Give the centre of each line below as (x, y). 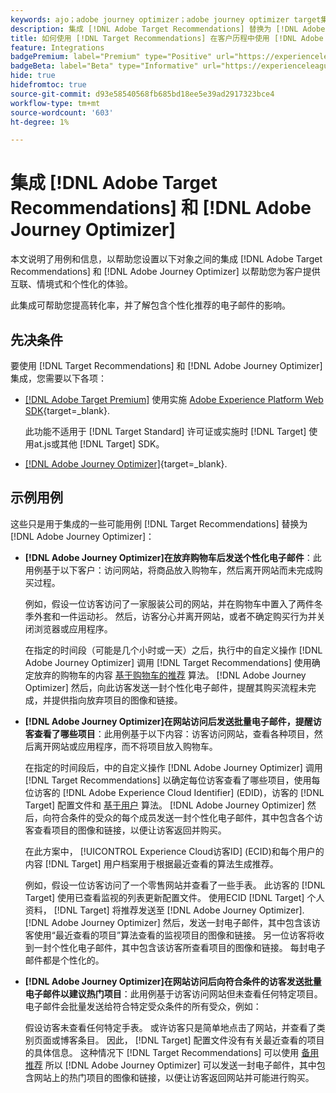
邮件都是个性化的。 (64, 960)
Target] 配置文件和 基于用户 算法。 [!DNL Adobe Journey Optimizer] (164, 805)
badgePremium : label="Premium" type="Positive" (111, 57)
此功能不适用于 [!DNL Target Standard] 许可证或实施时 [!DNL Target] (165, 431)
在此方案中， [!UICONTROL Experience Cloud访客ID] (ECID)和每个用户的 (174, 851)
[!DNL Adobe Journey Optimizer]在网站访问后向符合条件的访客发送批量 (173, 981)
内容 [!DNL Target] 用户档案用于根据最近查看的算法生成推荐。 (151, 863)
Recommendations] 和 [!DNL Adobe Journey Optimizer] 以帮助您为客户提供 (165, 272)
